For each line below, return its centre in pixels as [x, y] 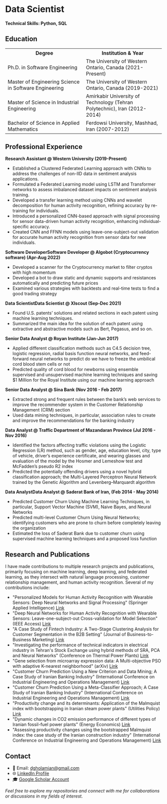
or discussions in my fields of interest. [44, 796]
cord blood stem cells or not [41, 364]
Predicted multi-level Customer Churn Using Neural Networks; [76, 518]
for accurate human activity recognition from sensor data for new [79, 237]
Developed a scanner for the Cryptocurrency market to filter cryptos [82, 267]
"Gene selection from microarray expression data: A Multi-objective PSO [87, 661]
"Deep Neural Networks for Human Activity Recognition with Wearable [84, 613]
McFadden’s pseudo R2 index [42, 466]
